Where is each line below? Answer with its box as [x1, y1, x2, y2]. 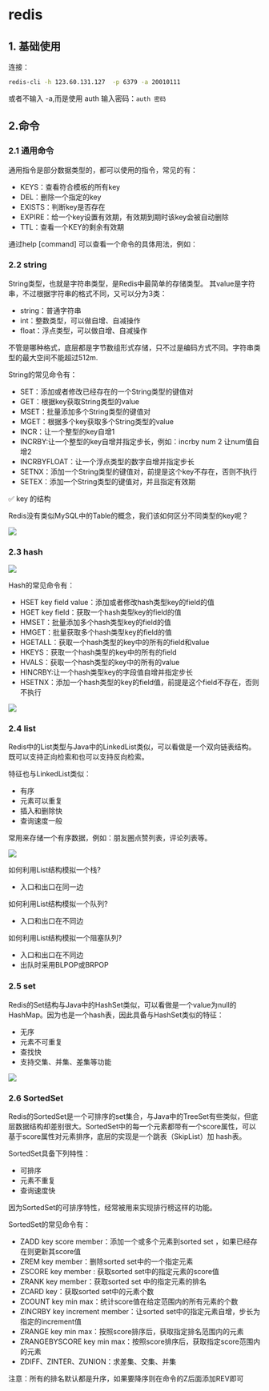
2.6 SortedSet [8, 1092, 64, 1104]
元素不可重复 [19, 1036, 62, 1046]
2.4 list [8, 723, 36, 734]
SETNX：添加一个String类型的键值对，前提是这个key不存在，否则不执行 [19, 467, 258, 476]
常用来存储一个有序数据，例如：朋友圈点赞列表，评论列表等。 [8, 833, 212, 843]
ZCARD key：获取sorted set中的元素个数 [19, 1287, 155, 1297]
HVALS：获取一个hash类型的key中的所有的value [19, 658, 180, 667]
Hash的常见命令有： [8, 580, 74, 590]
